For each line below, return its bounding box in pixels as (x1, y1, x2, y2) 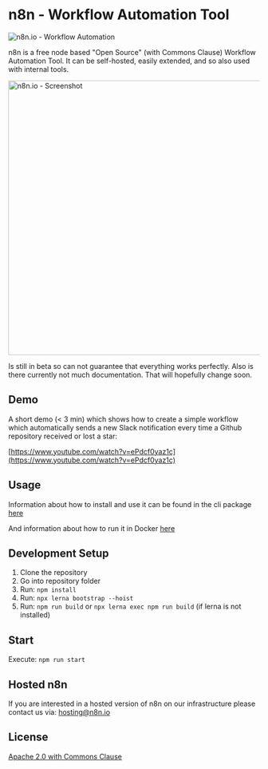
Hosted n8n (8, 677, 68, 692)
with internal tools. (8, 64, 69, 73)
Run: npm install (19, 585, 77, 594)
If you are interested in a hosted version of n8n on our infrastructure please (8, 699, 256, 708)
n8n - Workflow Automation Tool (8, 6, 230, 24)
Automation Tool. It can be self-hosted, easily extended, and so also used (8, 56, 250, 65)
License (8, 731, 49, 744)
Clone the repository (19, 568, 88, 577)
